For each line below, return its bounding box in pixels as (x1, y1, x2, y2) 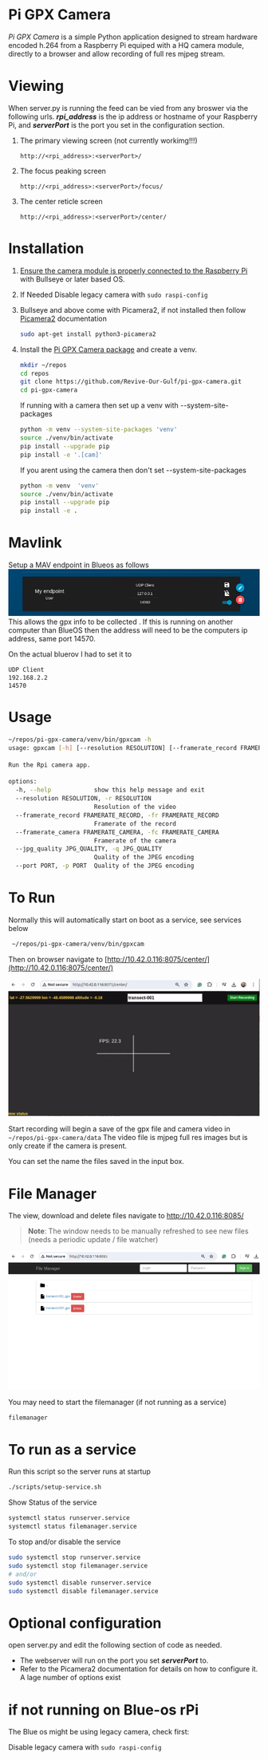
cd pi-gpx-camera (19, 386, 78, 394)
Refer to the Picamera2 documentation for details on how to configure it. (19, 1664, 258, 1674)
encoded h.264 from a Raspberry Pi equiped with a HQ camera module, (8, 40, 245, 49)
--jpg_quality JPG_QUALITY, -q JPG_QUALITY (15, 845, 162, 853)
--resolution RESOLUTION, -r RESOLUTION (15, 795, 152, 803)
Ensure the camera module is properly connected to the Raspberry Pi (19, 266, 248, 275)
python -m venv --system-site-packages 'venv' (19, 425, 178, 434)
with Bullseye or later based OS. (19, 274, 125, 284)
